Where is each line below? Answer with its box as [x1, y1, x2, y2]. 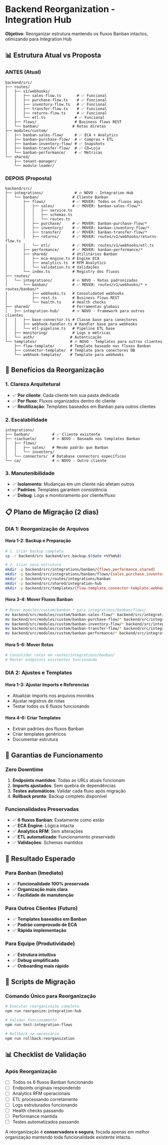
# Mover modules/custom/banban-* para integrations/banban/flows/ [5, 607, 146, 612]
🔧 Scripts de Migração [5, 977, 76, 986]
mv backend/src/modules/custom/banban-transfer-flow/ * [5, 626, 122, 631]
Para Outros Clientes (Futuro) [5, 905, 78, 912]
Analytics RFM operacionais [12, 1090, 70, 1096]
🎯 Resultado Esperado [5, 854, 75, 863]
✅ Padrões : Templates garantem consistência [12, 486, 107, 493]
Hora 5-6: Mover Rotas [5, 641, 53, 647]
